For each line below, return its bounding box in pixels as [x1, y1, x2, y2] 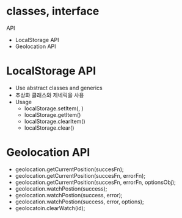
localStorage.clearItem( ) [24, 118, 86, 125]
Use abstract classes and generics [15, 84, 103, 91]
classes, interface [6, 4, 100, 18]
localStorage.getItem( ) [24, 111, 81, 118]
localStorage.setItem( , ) [24, 105, 84, 112]
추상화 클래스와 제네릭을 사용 [15, 91, 84, 99]
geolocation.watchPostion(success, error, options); [15, 198, 145, 205]
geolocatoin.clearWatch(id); [15, 204, 86, 211]
